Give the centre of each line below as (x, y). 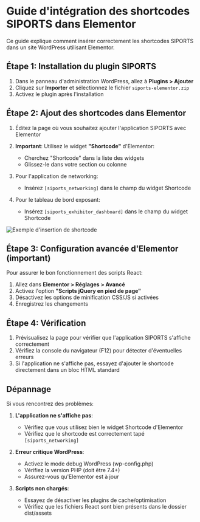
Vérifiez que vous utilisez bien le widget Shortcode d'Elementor (104, 427)
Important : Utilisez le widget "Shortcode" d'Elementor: (85, 146)
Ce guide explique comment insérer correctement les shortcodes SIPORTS (100, 41)
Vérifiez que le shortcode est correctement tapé (84, 434)
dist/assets (38, 513)
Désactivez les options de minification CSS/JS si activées (87, 297)
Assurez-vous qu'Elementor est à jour (72, 476)
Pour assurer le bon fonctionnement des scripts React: (74, 273)
